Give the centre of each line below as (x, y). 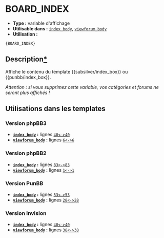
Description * (26, 59)
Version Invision (26, 213)
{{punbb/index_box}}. (28, 77)
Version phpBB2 (26, 153)
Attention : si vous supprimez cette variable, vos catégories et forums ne (82, 87)
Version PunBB (24, 183)
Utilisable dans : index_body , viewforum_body (60, 28)
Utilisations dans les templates (56, 109)
